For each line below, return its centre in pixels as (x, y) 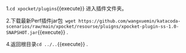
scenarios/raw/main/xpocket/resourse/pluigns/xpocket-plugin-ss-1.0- (93, 26)
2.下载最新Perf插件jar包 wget (41, 21)
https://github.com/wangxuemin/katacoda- (129, 21)
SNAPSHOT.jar (22, 33)
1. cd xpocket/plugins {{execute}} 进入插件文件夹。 (67, 8)
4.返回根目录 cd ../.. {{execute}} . (47, 44)
